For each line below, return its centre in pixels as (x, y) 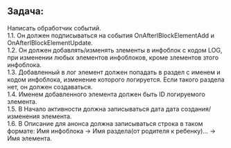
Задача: (25, 11)
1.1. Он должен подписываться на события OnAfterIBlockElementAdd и (111, 35)
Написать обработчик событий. (54, 28)
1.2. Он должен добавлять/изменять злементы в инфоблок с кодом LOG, (115, 50)
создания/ (196, 109)
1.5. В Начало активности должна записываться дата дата (93, 109)
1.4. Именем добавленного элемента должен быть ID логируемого (106, 94)
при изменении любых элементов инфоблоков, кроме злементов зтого (113, 57)
